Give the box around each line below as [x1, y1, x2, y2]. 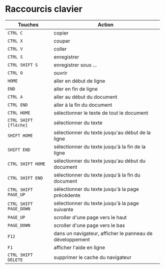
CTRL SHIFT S [7, 62, 38, 67]
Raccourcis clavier [5, 3, 82, 15]
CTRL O [7, 70, 23, 76]
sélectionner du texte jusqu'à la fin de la [54, 143, 146, 150]
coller [54, 45, 67, 52]
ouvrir [54, 69, 68, 76]
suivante [54, 206, 74, 212]
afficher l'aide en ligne [54, 244, 106, 251]
